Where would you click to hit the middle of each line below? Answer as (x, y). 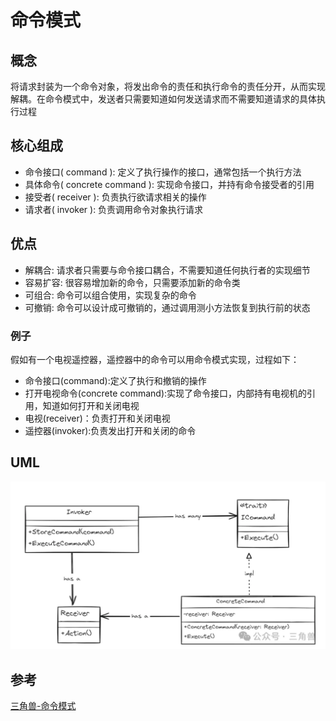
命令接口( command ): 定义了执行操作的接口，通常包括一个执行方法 (163, 172)
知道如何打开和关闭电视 (91, 405)
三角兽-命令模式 (43, 706)
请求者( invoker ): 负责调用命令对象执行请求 (114, 209)
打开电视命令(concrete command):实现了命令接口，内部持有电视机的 (166, 393)
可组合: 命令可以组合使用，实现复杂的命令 (110, 295)
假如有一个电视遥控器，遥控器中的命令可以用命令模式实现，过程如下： (155, 359)
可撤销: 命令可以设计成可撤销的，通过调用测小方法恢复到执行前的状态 (167, 307)
